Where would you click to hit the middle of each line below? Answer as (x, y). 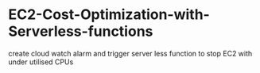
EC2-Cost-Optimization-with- (109, 15)
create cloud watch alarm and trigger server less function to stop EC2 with (130, 53)
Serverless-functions (81, 31)
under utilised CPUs (41, 62)
